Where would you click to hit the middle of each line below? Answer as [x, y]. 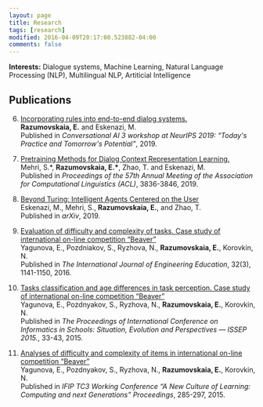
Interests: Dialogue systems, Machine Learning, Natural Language [116, 67]
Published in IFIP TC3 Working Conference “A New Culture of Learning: [135, 386]
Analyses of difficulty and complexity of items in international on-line [131, 353]
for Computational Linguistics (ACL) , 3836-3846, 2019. [109, 184]
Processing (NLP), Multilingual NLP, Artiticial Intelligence [100, 75]
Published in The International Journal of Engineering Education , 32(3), [135, 264]
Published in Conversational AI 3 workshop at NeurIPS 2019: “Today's [133, 135]
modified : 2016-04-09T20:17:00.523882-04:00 [83, 37]
